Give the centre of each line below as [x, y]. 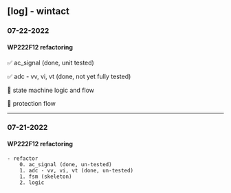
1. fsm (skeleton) [46, 177]
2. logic [32, 182]
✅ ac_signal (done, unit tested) [51, 63]
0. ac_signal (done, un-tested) [66, 164]
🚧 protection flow [32, 103]
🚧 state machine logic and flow [51, 90]
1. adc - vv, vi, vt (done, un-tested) [77, 170]
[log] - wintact [38, 11]
